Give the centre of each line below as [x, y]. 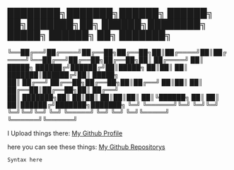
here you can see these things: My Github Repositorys [86, 147]
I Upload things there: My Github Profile [65, 133]
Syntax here [25, 159]
